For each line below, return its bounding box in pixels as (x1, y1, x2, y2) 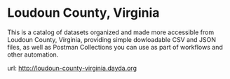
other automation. (7, 50, 59, 59)
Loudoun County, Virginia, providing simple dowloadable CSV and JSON (7, 35, 216, 43)
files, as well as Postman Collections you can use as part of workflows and (7, 43, 223, 51)
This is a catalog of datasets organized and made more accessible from (7, 28, 215, 36)
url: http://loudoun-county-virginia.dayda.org (7, 64, 137, 72)
